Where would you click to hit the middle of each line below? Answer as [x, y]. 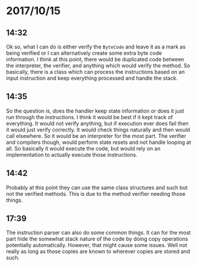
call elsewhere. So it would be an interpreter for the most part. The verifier [96, 136]
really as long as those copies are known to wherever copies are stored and [98, 251]
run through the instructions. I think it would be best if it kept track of [90, 117]
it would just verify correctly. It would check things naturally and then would [98, 129]
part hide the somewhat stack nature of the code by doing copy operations [97, 239]
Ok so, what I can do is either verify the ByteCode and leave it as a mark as [96, 47]
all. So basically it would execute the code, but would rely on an [83, 148]
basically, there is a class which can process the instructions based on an [95, 72]
